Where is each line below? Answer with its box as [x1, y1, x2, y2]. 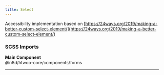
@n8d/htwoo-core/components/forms [5, 59, 82, 65]
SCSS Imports [5, 43, 39, 50]
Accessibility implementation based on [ [5, 21, 86, 26]
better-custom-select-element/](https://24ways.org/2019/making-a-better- [5, 25, 157, 32]
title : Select [5, 7, 34, 12]
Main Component [5, 54, 41, 60]
